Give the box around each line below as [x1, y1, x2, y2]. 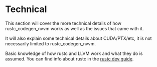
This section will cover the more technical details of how [5, 20, 122, 26]
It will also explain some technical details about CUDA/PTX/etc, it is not [5, 35, 152, 41]
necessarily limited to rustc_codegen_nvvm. [5, 40, 96, 46]
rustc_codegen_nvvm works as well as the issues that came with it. [5, 25, 144, 31]
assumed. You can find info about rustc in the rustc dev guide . [5, 55, 134, 61]
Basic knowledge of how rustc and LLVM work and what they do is [5, 50, 143, 56]
